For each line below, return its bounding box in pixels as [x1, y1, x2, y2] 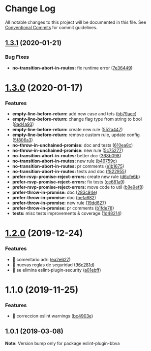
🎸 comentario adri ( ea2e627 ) [12, 256, 71, 262]
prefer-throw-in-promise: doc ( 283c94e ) [12, 189, 97, 195]
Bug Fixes [5, 54, 30, 61]
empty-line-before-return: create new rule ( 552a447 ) [12, 127, 123, 133]
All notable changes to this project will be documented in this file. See [5, 19, 147, 25]
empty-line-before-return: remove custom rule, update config [12, 132, 140, 138]
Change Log [5, 3, 56, 14]
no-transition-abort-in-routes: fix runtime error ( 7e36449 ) [12, 65, 133, 70]
